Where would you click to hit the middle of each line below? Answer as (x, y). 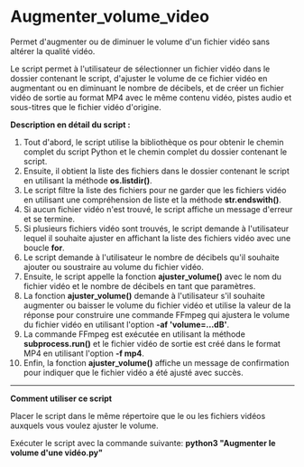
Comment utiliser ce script (61, 398)
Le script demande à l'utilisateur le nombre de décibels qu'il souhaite (151, 257)
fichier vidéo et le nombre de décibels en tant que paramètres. (139, 285)
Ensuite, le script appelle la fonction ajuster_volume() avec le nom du (152, 276)
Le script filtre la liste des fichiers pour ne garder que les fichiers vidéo (155, 190)
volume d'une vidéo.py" (56, 453)
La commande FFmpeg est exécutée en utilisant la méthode (134, 334)
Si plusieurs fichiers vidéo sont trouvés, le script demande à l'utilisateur (156, 229)
